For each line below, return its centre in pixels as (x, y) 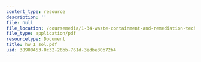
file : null (20, 22)
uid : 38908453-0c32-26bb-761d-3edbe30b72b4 (61, 50)
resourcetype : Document (36, 39)
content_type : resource (36, 12)
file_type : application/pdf (41, 34)
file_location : (25, 28)
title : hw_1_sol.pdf (32, 45)
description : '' (26, 17)
